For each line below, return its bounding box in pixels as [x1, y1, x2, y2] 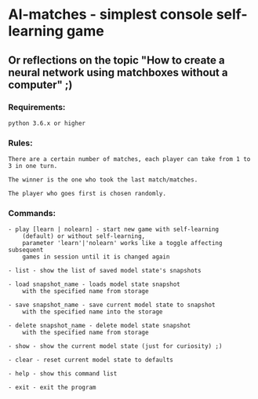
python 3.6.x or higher [8, 119, 86, 127]
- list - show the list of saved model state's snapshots [8, 267, 202, 275]
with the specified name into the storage [22, 308, 163, 316]
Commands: [8, 208, 56, 219]
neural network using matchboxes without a [8, 65, 228, 79]
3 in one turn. [8, 163, 58, 170]
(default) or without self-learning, [22, 232, 146, 240]
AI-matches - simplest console [8, 5, 213, 24]
